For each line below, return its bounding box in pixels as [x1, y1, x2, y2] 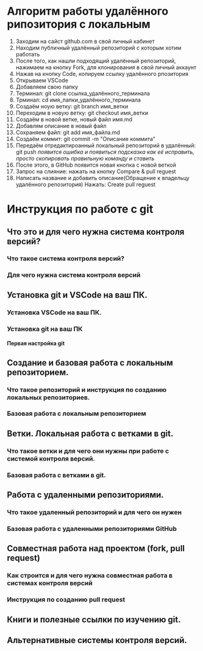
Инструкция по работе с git [7, 202, 154, 216]
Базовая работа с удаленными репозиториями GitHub [7, 524, 177, 533]
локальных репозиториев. [7, 393, 90, 402]
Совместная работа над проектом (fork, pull [7, 543, 185, 554]
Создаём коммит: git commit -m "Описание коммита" [15, 135, 156, 142]
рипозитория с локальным [7, 17, 151, 31]
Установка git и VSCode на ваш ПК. [7, 290, 148, 300]
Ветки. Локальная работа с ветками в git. [7, 428, 174, 438]
